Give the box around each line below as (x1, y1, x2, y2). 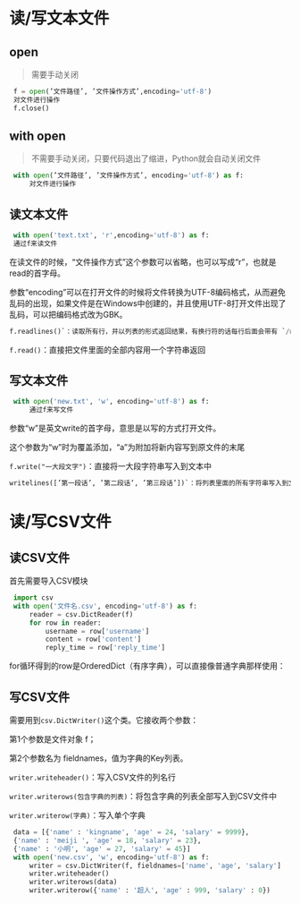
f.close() (12, 104, 50, 113)
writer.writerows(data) (29, 878, 118, 887)
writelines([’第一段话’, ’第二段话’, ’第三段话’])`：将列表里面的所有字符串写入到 (9, 479, 289, 488)
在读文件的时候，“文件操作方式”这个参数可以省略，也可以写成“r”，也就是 (9, 256, 277, 267)
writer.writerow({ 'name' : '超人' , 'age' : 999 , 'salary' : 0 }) (29, 886, 271, 895)
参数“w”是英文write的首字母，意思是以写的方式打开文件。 (9, 422, 221, 434)
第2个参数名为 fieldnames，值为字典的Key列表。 (9, 753, 188, 763)
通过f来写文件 (29, 405, 74, 414)
